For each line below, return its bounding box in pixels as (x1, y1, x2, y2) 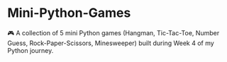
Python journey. (7, 46, 54, 54)
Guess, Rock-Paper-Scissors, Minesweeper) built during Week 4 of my (7, 39, 214, 47)
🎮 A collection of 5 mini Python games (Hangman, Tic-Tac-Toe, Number (7, 28, 220, 37)
